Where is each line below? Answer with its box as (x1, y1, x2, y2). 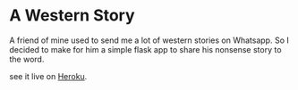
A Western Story (9, 5, 136, 26)
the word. (9, 53, 45, 64)
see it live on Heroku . (9, 70, 88, 81)
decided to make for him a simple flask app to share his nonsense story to (9, 44, 282, 54)
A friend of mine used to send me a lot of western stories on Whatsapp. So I (9, 35, 289, 45)
